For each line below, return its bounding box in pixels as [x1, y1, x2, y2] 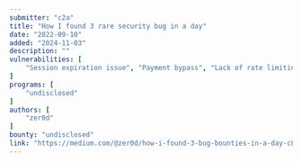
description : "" [9, 47, 70, 56]
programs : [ [9, 80, 54, 89]
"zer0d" [25, 113, 54, 122]
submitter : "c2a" [9, 13, 75, 22]
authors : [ [9, 105, 50, 114]
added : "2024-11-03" [9, 38, 87, 48]
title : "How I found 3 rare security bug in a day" [9, 22, 207, 31]
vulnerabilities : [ [9, 55, 83, 64]
